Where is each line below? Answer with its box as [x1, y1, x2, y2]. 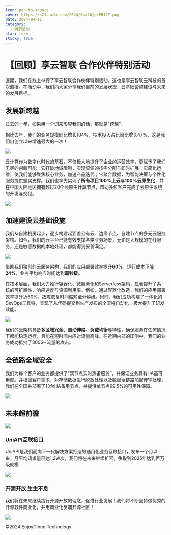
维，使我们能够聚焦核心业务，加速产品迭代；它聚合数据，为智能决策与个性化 [5, 171, 166, 177]
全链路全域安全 [5, 356, 52, 364]
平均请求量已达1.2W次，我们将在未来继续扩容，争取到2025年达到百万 [18, 455, 165, 461]
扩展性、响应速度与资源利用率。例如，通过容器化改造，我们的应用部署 [18, 287, 166, 293]
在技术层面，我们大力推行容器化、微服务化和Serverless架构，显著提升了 [5, 281, 157, 287]
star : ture [5, 31, 28, 36]
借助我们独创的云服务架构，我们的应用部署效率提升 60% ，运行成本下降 [5, 263, 154, 270]
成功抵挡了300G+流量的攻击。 [9, 339, 74, 345]
